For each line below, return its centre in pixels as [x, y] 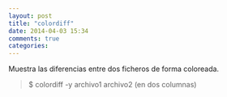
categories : [28, 46]
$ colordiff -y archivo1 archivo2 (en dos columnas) [112, 85]
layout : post [30, 16]
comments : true [34, 38]
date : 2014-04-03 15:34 [49, 31]
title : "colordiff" [41, 23]
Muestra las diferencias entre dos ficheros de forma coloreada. [114, 69]
